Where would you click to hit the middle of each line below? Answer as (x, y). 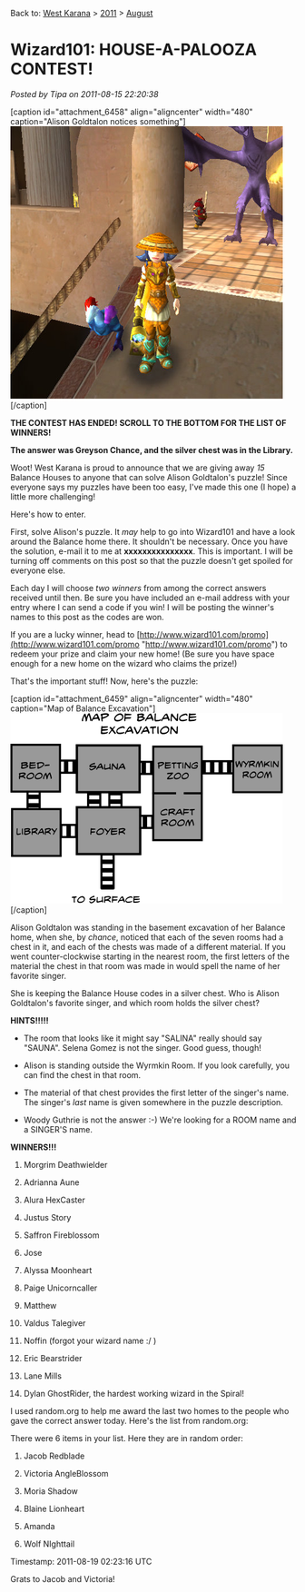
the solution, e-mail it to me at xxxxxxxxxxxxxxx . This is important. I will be (152, 551)
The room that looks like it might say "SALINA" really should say (143, 1038)
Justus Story (47, 1217)
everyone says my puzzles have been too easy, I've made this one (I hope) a (153, 487)
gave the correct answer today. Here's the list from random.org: (129, 1420)
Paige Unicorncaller (60, 1288)
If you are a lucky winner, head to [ (75, 634)
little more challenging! (53, 496)
